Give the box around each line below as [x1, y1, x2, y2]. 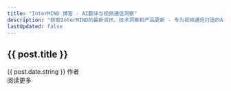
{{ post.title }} [7, 48, 69, 60]
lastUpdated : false [7, 23, 63, 30]
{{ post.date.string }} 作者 [7, 68, 80, 76]
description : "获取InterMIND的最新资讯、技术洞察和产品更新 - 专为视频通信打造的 [7, 17, 221, 23]
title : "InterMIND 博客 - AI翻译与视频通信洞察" [7, 10, 137, 17]
